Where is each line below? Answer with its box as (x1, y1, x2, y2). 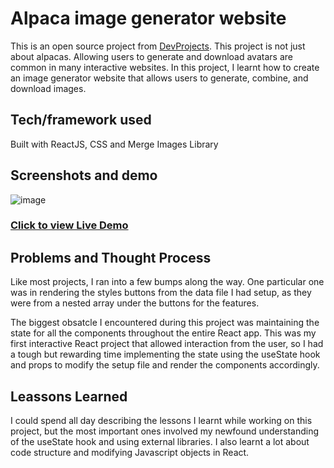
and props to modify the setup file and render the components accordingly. (10, 359, 320, 371)
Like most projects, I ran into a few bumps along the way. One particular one (10, 276, 325, 288)
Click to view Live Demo (10, 218, 129, 232)
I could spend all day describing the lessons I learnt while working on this (10, 415, 313, 427)
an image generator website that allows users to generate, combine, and (10, 72, 309, 84)
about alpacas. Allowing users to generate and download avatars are (10, 50, 293, 62)
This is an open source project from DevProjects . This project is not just (10, 40, 306, 52)
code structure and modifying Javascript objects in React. (10, 447, 250, 459)
